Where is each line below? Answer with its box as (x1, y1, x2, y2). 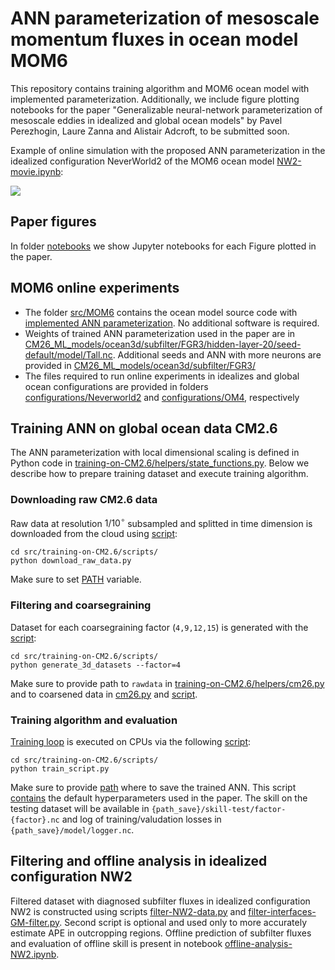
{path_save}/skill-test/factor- (151, 804, 287, 814)
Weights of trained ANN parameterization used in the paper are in (24, 327, 296, 339)
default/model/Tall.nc (24, 348, 113, 361)
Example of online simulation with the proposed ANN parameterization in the (10, 144, 326, 156)
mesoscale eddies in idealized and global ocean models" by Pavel (10, 114, 283, 126)
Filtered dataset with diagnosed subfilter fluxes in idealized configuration (10, 895, 311, 907)
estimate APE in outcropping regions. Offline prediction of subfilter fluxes (10, 927, 312, 939)
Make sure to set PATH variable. (10, 573, 142, 586)
